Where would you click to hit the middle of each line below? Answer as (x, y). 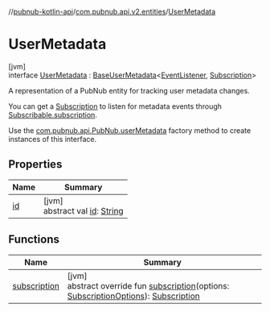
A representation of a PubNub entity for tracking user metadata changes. (129, 90)
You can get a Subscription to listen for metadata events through (115, 106)
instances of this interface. (53, 139)
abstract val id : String (83, 210)
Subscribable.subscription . (53, 114)
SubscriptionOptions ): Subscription (134, 296)
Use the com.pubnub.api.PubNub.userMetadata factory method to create (130, 130)
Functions (34, 240)
